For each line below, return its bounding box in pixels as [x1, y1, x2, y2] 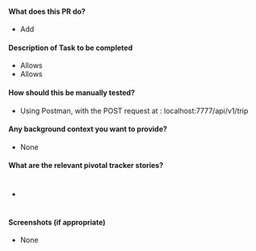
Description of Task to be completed [8, 43, 133, 52]
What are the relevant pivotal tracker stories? [8, 161, 164, 170]
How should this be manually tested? [8, 88, 136, 97]
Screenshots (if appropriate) [8, 217, 107, 227]
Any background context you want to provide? [8, 124, 168, 134]
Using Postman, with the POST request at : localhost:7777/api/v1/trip [19, 106, 249, 115]
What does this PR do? [8, 6, 86, 16]
